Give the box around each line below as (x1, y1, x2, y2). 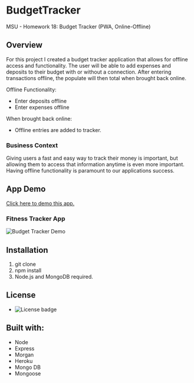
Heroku (14, 357, 33, 364)
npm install (14, 266, 42, 274)
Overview (6, 40, 43, 50)
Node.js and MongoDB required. (14, 273, 93, 280)
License (6, 290, 36, 301)
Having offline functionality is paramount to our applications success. (6, 167, 175, 174)
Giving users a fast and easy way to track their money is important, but (6, 154, 178, 162)
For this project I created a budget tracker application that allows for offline (6, 55, 188, 62)
